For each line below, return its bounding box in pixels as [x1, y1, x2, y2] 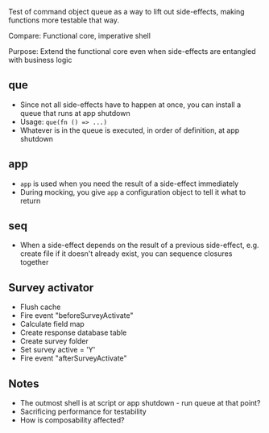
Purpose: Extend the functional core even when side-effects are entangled [8, 47, 256, 56]
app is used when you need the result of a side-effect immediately [19, 179, 239, 188]
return [19, 196, 41, 205]
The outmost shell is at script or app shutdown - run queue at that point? [19, 398, 261, 408]
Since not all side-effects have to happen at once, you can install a [19, 100, 242, 109]
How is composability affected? [19, 415, 125, 425]
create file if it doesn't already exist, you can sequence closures [19, 249, 233, 258]
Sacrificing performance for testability [19, 406, 147, 417]
